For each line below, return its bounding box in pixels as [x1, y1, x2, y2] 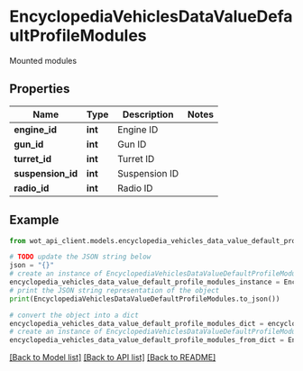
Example [9, 213, 60, 228]
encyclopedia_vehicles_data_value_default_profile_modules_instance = [9, 277, 280, 287]
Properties [9, 81, 70, 96]
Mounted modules [9, 55, 78, 66]
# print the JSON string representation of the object [9, 285, 220, 294]
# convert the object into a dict [9, 311, 140, 320]
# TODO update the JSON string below [9, 252, 151, 262]
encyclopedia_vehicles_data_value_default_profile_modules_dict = [9, 319, 264, 328]
